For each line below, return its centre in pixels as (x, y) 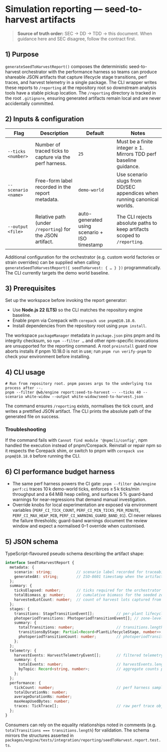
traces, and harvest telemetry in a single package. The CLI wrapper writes (81, 82)
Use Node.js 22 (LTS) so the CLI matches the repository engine (78, 310)
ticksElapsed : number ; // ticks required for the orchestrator (88, 590)
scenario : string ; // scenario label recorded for (79, 572)
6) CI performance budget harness (60, 472)
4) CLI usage (25, 372)
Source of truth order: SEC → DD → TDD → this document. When (85, 33)
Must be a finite (135, 141)
